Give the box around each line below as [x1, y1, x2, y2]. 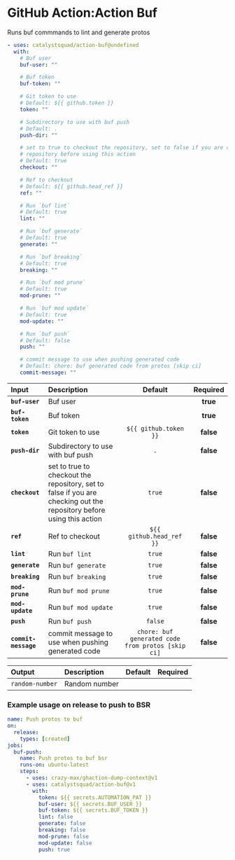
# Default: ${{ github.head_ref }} [20, 183, 124, 190]
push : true [38, 846, 71, 853]
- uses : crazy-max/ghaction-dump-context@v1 [25, 775, 158, 782]
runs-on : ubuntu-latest [20, 761, 90, 768]
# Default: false [20, 337, 71, 344]
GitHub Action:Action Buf [7, 5, 157, 21]
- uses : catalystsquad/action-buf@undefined [7, 41, 139, 48]
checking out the [48, 496, 104, 506]
